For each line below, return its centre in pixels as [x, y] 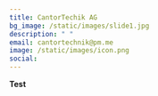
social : [24, 59]
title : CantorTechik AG [54, 17]
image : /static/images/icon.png [69, 51]
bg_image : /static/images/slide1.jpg [79, 26]
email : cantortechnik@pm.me [62, 42]
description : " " [42, 34]
